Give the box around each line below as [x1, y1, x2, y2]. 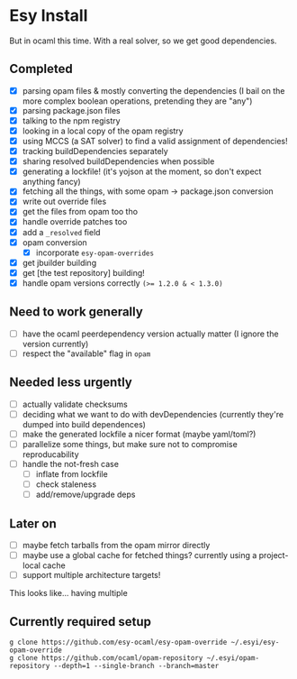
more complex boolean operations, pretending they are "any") [22, 96, 253, 106]
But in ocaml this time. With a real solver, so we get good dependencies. [9, 35, 277, 46]
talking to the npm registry [22, 115, 121, 126]
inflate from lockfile [35, 468, 108, 479]
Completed [9, 61, 74, 77]
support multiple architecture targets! [22, 570, 161, 581]
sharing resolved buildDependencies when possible [22, 156, 215, 167]
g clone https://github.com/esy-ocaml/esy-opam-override [9, 638, 228, 647]
